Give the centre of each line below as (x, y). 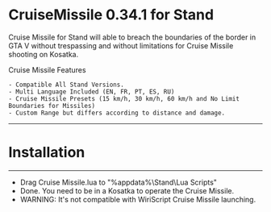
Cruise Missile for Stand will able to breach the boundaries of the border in (132, 37)
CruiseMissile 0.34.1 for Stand (111, 15)
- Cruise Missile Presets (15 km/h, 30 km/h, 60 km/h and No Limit (124, 98)
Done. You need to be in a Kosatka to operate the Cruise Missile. (127, 190)
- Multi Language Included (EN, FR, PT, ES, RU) (92, 91)
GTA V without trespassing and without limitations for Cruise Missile (121, 45)
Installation (47, 153)
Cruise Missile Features (47, 69)
